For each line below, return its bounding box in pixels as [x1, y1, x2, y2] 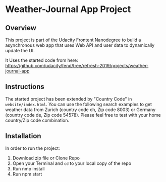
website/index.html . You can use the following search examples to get [5, 101, 152, 107]
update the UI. [5, 48, 35, 53]
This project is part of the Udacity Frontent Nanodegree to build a [5, 37, 141, 43]
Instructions [5, 82, 44, 91]
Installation [5, 132, 41, 140]
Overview [5, 24, 37, 32]
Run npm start [12, 171, 42, 177]
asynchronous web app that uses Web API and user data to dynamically [5, 42, 155, 48]
